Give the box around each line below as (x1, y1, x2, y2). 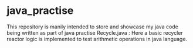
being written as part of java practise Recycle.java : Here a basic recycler (6, 29, 184, 36)
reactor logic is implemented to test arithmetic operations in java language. (6, 35, 187, 42)
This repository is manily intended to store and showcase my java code (6, 23, 178, 30)
